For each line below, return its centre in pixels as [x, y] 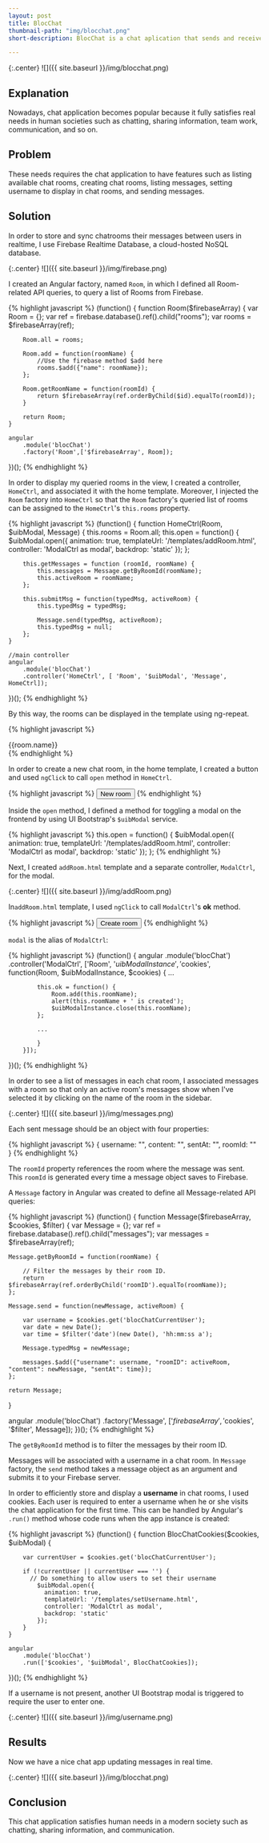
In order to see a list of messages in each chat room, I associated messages [133, 1081]
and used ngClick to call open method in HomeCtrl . [90, 777]
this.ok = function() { [76, 987]
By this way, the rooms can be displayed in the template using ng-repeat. [129, 713]
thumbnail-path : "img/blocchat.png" [69, 30]
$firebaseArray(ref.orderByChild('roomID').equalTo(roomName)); [118, 1285]
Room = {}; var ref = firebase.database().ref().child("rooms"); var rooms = [130, 316]
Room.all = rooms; [53, 339]
